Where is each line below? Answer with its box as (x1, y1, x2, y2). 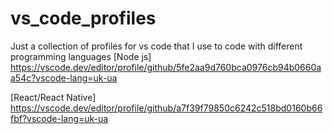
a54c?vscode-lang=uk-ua (10, 72, 118, 84)
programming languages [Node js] (10, 50, 152, 62)
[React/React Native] (10, 91, 97, 103)
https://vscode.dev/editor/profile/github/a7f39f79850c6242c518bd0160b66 (10, 102, 323, 114)
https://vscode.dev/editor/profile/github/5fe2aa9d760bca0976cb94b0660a (10, 61, 322, 73)
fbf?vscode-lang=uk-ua (10, 112, 109, 124)
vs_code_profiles (10, 7, 157, 30)
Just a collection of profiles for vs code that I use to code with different (10, 40, 303, 52)
